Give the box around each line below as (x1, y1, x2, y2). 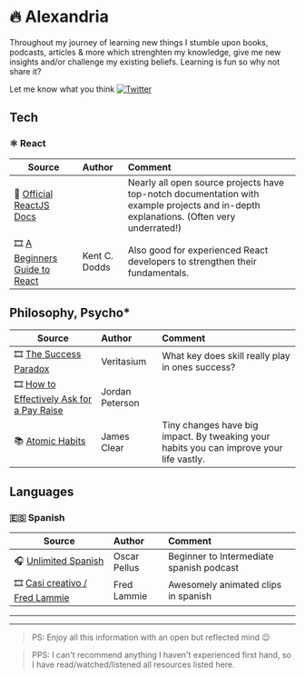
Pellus (113, 562, 140, 574)
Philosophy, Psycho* (9, 305, 131, 321)
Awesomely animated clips (167, 578, 282, 591)
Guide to (14, 263, 51, 275)
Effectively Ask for (14, 393, 93, 405)
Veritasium (101, 354, 147, 367)
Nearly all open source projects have (127, 175, 284, 188)
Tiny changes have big (162, 419, 259, 432)
